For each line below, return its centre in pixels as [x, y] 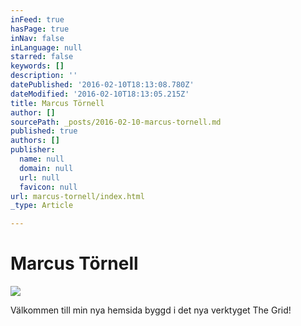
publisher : [33, 150]
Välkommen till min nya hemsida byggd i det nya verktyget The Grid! [151, 310]
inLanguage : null [46, 47]
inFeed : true [37, 19]
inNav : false [37, 38]
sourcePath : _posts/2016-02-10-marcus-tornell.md [116, 122]
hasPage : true [40, 29]
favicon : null [48, 187]
